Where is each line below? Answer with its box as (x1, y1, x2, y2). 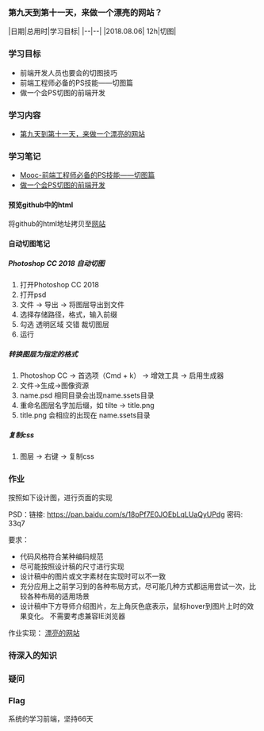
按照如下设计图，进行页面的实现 (8, 493, 113, 502)
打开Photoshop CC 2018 (19, 279, 99, 289)
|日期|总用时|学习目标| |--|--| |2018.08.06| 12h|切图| (8, 26, 177, 37)
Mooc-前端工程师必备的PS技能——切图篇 (19, 171, 155, 180)
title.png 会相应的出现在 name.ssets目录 (19, 410, 151, 420)
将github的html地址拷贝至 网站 (8, 219, 106, 229)
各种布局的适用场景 (26, 591, 90, 601)
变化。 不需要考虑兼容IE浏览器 (26, 611, 125, 621)
